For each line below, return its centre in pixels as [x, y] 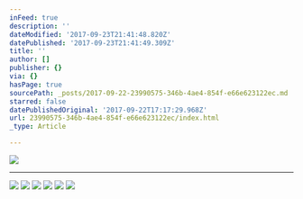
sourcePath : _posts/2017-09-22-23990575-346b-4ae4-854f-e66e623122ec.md [149, 93]
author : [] [30, 59]
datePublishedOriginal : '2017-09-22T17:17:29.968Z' [108, 110]
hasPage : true [36, 85]
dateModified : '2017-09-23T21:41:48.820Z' [90, 34]
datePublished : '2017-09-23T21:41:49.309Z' [92, 43]
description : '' [40, 26]
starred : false [38, 101]
